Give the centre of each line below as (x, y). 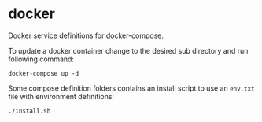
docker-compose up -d (44, 73)
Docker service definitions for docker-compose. (86, 35)
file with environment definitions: (61, 96)
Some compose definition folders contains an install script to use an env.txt (131, 88)
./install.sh (30, 111)
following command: (41, 59)
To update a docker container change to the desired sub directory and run (128, 50)
